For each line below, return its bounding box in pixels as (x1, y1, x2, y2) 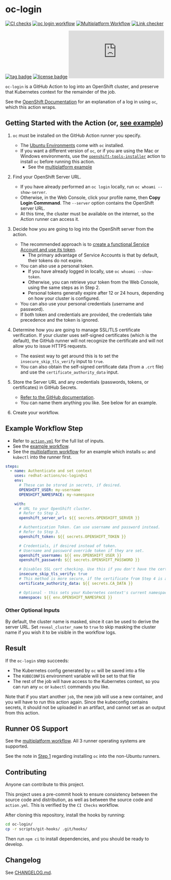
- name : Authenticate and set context (10, 468, 93, 474)
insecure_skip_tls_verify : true (18, 572, 88, 577)
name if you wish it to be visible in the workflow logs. (5, 629, 117, 635)
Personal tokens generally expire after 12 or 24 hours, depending (27, 290, 164, 296)
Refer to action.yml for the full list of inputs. (12, 438, 105, 444)
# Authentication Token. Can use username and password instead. (18, 525, 160, 530)
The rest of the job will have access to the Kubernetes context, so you (12, 678, 159, 684)
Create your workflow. (12, 409, 60, 415)
